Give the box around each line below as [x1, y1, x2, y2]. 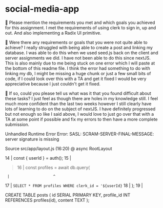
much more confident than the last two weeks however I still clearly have [5, 101, 152, 106]
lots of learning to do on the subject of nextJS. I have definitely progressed [5, 106, 156, 112]
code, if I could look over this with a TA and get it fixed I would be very [5, 76, 146, 82]
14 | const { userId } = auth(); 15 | [5, 155, 72, 161]
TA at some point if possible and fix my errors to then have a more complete [5, 116, 158, 122]
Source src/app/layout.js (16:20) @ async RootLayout [5, 146, 112, 151]
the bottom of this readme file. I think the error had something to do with [5, 65, 150, 71]
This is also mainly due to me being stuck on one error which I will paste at [5, 60, 155, 66]
